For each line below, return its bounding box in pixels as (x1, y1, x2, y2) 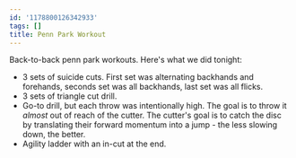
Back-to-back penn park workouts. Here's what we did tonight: (9, 55, 242, 66)
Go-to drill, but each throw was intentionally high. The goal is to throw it (22, 101, 287, 111)
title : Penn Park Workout (9, 30, 106, 39)
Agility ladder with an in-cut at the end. (22, 138, 167, 149)
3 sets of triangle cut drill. (22, 91, 118, 101)
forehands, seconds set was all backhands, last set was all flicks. (22, 82, 264, 92)
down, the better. (22, 129, 86, 140)
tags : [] (9, 22, 42, 31)
